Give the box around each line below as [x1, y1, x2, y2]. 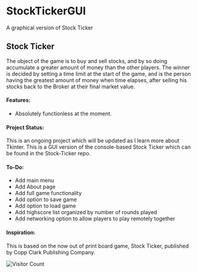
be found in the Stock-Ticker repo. [6, 150, 91, 157]
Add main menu [14, 177, 54, 184]
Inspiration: [6, 229, 36, 236]
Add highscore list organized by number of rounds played [14, 209, 157, 216]
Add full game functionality [14, 190, 82, 197]
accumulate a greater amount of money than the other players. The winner [6, 64, 190, 71]
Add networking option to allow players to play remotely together [14, 215, 175, 223]
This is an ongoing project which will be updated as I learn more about [6, 137, 180, 145]
